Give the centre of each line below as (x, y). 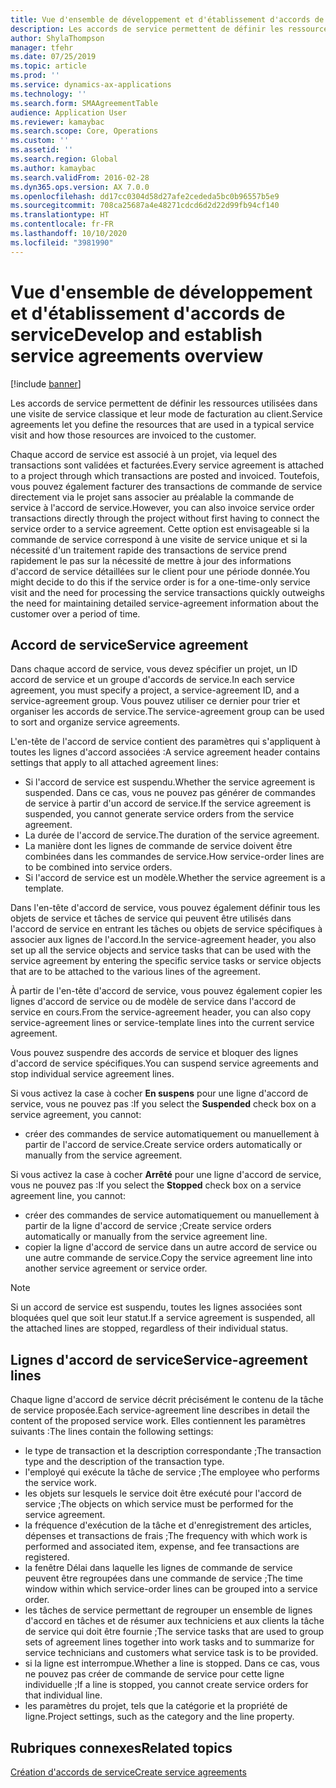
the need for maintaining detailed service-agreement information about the (164, 603)
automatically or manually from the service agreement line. (146, 1237)
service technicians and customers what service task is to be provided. (171, 1653)
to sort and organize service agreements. (95, 722)
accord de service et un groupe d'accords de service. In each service (152, 680)
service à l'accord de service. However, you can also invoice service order (162, 507)
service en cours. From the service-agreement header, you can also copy (160, 1012)
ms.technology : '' (48, 94)
